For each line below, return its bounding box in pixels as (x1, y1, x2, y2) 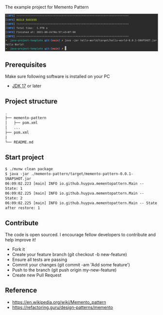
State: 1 (5, 186, 23, 191)
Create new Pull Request (12, 272, 62, 278)
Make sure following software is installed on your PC (5, 74, 110, 79)
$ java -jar (5, 171, 29, 177)
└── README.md (5, 140, 34, 145)
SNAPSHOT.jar (5, 176, 32, 182)
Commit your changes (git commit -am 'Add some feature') (12, 261, 130, 267)
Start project (5, 153, 44, 161)
